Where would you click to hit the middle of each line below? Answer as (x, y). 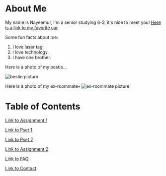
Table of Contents (43, 107)
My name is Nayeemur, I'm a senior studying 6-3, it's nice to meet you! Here (83, 22)
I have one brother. (32, 57)
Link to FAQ (17, 159)
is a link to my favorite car (32, 27)
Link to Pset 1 (19, 130)
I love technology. (30, 52)
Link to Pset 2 (19, 139)
